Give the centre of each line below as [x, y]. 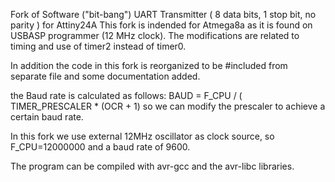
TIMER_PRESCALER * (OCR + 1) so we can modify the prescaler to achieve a [168, 106]
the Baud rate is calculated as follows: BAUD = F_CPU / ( [126, 95]
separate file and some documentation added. [105, 76]
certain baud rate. [47, 117]
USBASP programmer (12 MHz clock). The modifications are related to [155, 35]
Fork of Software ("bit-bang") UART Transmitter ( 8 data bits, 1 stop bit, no [163, 14]
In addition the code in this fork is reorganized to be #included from [149, 65]
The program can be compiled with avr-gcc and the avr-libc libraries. [152, 166]
